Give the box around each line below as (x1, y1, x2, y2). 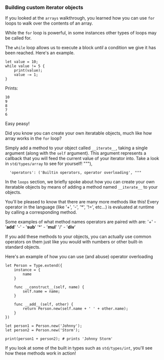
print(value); (14, 68, 43, 73)
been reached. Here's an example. (5, 50, 75, 56)
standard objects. (5, 244, 41, 250)
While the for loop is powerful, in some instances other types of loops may (5, 30, 157, 36)
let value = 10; (5, 60, 38, 65)
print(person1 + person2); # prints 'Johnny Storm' (5, 336, 113, 341)
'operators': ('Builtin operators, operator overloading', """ (9, 170, 141, 175)
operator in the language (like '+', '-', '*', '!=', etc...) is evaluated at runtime (5, 204, 155, 210)
